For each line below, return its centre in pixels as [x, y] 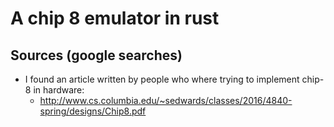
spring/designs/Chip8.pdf [93, 111]
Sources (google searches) [96, 55]
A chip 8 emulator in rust [115, 18]
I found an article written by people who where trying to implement [162, 79]
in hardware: [59, 90]
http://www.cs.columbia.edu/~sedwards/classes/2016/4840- [166, 100]
